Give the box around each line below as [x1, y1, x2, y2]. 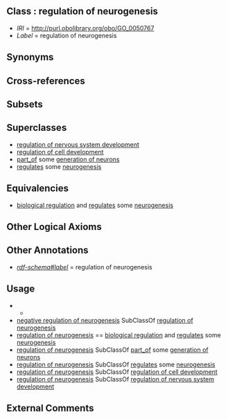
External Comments [6, 402, 94, 414]
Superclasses [6, 122, 67, 134]
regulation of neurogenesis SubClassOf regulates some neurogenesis [16, 360, 216, 368]
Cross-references [6, 75, 86, 87]
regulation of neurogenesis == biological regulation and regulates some [16, 330, 221, 339]
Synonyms [6, 51, 54, 63]
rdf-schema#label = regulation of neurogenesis [16, 262, 153, 271]
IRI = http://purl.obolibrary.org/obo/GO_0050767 [16, 24, 155, 32]
